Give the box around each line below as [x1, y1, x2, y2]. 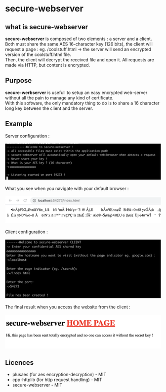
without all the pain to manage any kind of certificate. [5, 95, 114, 100]
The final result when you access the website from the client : [5, 304, 131, 310]
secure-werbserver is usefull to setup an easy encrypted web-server [5, 90, 148, 96]
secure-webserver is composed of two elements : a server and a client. [5, 36, 152, 42]
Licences [5, 358, 34, 367]
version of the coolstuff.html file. [5, 51, 71, 57]
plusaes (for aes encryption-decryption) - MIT [12, 371, 107, 377]
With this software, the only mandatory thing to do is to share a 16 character [5, 100, 160, 106]
